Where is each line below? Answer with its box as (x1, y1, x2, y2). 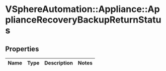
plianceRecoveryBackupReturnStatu (5, 14, 161, 25)
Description (44, 59, 73, 66)
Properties (5, 44, 39, 53)
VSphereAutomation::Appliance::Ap (5, 3, 160, 15)
